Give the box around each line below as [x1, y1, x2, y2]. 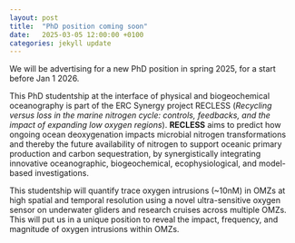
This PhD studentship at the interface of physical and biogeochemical [9, 91, 270, 102]
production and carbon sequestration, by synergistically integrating [9, 149, 261, 160]
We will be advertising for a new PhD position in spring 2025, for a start [9, 63, 277, 74]
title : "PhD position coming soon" [9, 22, 148, 31]
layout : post [9, 13, 59, 23]
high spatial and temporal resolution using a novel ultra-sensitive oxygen [9, 195, 281, 206]
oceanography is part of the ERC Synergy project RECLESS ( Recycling [9, 101, 272, 112]
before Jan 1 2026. [9, 73, 80, 84]
